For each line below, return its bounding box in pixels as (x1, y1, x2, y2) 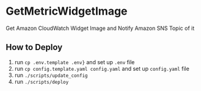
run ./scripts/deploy (14, 78, 69, 85)
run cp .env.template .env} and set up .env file (14, 58, 135, 65)
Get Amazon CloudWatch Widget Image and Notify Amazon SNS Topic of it (5, 24, 195, 32)
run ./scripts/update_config (14, 71, 88, 79)
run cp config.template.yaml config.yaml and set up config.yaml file (14, 65, 190, 72)
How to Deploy (5, 42, 63, 53)
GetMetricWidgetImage (5, 4, 128, 18)
